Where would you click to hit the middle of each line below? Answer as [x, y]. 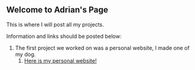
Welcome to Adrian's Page [57, 10]
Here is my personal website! [60, 60]
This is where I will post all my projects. [55, 24]
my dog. [25, 54]
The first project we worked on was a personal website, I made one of [102, 48]
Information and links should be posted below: [64, 36]
